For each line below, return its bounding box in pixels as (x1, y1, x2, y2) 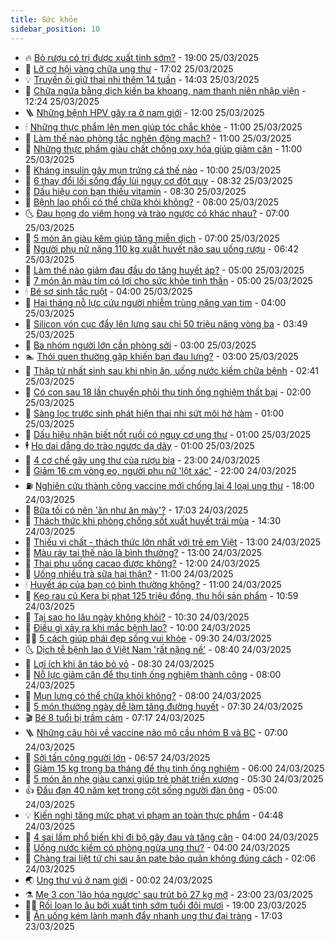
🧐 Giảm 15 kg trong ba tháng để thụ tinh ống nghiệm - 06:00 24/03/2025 (24, 762, 325, 774)
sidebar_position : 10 (10, 24, 101, 34)
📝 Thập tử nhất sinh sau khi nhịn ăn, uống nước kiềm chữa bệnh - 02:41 (24, 364, 319, 376)
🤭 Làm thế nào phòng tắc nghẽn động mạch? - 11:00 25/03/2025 (24, 132, 292, 144)
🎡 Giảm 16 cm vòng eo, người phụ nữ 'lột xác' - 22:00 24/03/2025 (24, 464, 297, 476)
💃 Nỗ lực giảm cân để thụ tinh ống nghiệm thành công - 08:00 (24, 668, 282, 680)
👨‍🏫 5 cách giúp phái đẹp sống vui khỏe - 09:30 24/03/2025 (24, 632, 272, 644)
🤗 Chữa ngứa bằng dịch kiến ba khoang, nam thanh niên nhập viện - (24, 84, 307, 96)
